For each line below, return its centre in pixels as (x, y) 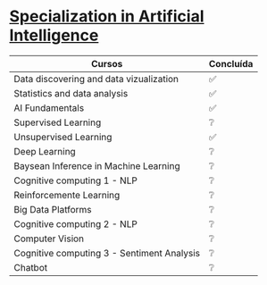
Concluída (231, 63)
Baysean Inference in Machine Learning (97, 165)
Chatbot (30, 267)
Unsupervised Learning (63, 137)
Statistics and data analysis (71, 93)
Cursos (107, 63)
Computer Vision (49, 239)
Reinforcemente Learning (67, 195)
